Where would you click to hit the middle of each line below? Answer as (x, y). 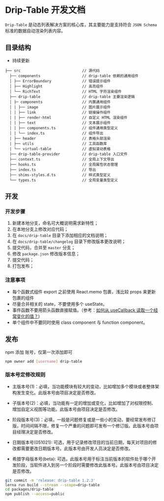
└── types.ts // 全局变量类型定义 (64, 180)
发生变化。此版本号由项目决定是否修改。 (57, 393)
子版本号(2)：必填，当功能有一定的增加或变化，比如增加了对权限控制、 (84, 403)
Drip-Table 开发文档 (45, 10)
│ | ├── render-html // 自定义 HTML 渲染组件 (68, 118)
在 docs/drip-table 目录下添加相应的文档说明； (60, 236)
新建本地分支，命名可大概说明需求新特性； (55, 223)
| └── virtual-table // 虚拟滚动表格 (60, 149)
